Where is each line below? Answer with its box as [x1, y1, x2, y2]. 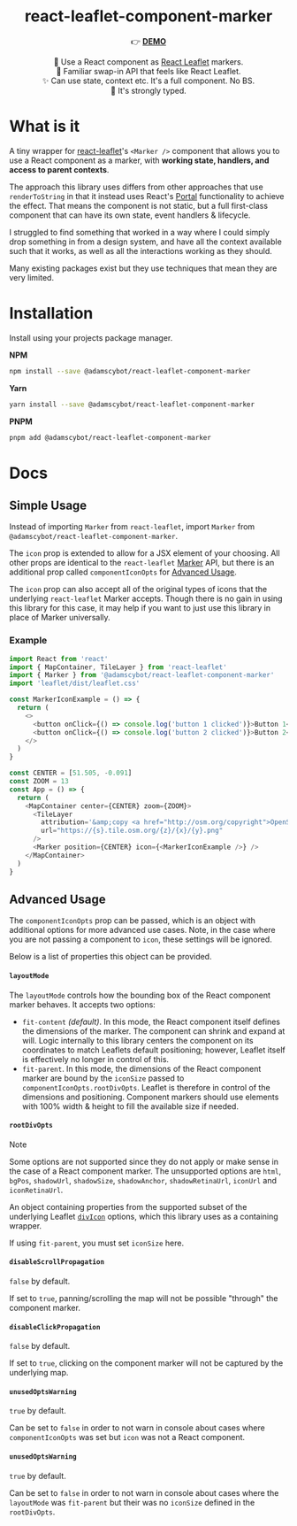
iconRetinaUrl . [9, 1184, 64, 1195]
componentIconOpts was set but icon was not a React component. [9, 1432, 246, 1443]
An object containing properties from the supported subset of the [9, 1201, 247, 1212]
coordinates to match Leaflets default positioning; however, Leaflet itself [21, 1044, 286, 1055]
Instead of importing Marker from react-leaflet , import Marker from [9, 521, 255, 532]
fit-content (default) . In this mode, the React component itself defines [21, 1016, 281, 1027]
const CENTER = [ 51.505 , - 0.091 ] [9, 768, 133, 778]
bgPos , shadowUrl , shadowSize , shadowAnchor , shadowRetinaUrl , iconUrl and [9, 1175, 277, 1185]
